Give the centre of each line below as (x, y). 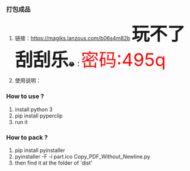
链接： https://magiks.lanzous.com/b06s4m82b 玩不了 (100, 34)
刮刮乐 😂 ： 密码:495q (90, 60)
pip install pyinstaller (40, 150)
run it (21, 122)
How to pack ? (27, 137)
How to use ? (25, 96)
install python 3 (34, 109)
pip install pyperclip (39, 115)
